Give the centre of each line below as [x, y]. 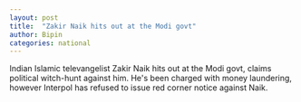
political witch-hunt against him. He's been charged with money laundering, [151, 79]
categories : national [50, 43]
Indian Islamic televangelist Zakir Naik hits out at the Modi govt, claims [141, 69]
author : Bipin [36, 34]
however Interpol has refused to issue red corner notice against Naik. [139, 88]
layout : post [34, 18]
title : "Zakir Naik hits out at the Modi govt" [103, 26]
